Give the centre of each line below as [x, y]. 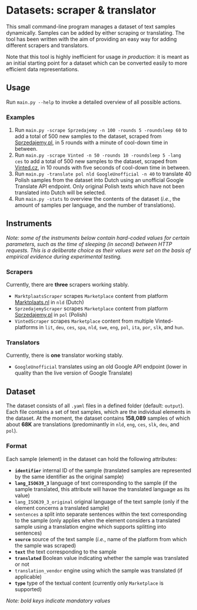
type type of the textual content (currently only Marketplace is [89, 583]
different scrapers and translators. [48, 45]
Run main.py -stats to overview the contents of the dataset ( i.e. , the [97, 199]
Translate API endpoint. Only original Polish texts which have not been [99, 187]
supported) [28, 589]
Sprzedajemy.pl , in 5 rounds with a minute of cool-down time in [91, 142]
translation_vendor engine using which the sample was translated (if [98, 570]
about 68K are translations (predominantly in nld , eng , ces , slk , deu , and [93, 425]
